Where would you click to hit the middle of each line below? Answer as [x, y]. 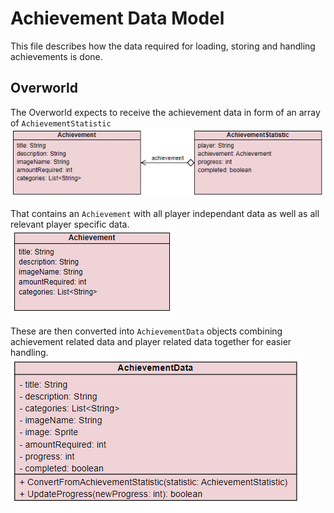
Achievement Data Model [117, 18]
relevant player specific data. [70, 224]
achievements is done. [56, 56]
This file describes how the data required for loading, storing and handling [163, 46]
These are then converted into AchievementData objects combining [146, 331]
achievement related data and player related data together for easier [151, 342]
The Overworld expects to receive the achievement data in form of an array [165, 112]
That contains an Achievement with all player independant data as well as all [165, 214]
